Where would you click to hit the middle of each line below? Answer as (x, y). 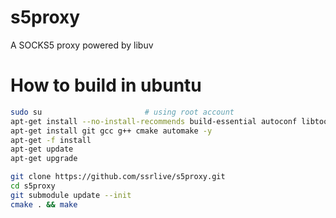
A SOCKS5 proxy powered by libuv (82, 45)
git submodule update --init (71, 195)
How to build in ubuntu (106, 85)
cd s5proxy (33, 186)
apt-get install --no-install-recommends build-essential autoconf (154, 121)
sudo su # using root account (122, 112)
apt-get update (42, 149)
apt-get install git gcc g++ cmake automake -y (111, 131)
